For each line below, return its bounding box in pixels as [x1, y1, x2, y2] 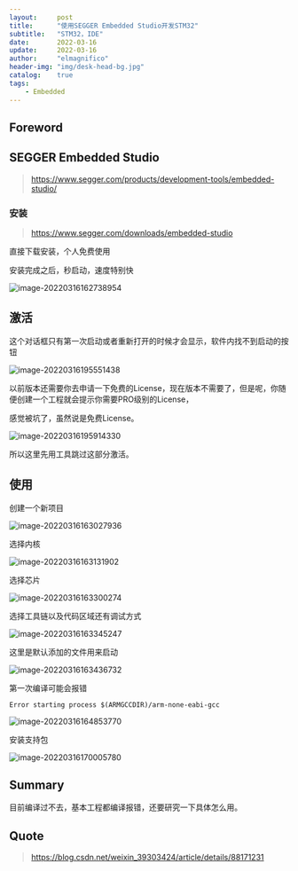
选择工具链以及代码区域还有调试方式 [9, 610, 142, 621]
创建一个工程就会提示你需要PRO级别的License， [16, 394, 193, 404]
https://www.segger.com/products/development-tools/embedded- [30, 174, 275, 184]
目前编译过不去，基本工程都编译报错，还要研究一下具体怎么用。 [9, 802, 242, 812]
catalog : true [9, 71, 74, 80]
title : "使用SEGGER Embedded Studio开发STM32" [9, 21, 200, 30]
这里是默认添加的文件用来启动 [9, 647, 118, 657]
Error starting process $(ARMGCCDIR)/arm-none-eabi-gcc [9, 700, 220, 710]
